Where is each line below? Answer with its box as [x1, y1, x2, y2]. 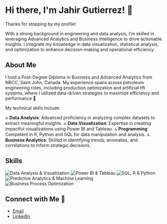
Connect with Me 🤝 [5, 195, 66, 203]
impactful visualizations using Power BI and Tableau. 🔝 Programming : [5, 125, 149, 131]
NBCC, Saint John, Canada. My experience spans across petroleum [5, 79, 145, 85]
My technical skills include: [5, 105, 61, 111]
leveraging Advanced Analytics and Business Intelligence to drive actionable [5, 36, 162, 42]
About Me [5, 61, 36, 69]
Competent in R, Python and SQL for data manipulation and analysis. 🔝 [5, 131, 150, 137]
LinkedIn [12, 214, 30, 220]
